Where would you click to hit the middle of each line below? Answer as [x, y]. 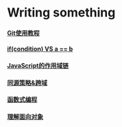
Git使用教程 [23, 33]
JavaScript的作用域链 [38, 65]
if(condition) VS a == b [40, 49]
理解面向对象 [25, 116]
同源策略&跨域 [27, 82]
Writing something [61, 13]
